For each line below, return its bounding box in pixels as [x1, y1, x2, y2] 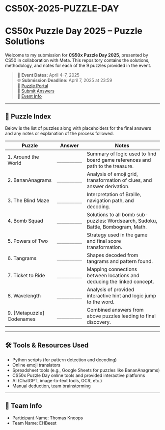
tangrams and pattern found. [86, 258, 153, 264]
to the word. [86, 298, 114, 305]
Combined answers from [86, 306, 144, 313]
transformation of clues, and [86, 176, 152, 183]
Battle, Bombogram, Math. [86, 223, 147, 230]
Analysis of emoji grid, [86, 171, 138, 177]
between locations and [86, 272, 139, 279]
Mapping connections [86, 266, 137, 273]
